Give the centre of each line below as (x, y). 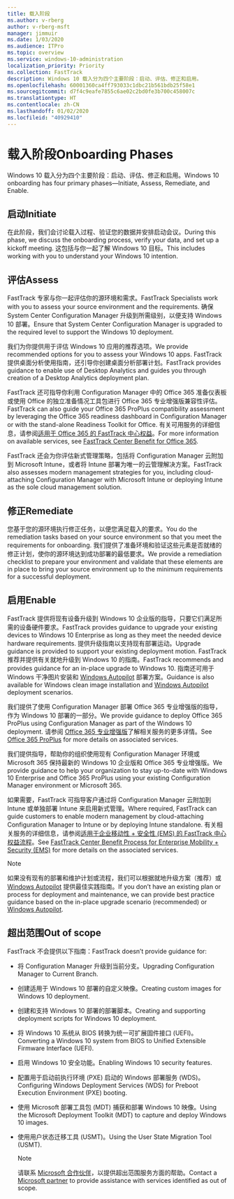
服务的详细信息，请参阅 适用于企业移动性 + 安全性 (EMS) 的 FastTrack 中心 (120, 833)
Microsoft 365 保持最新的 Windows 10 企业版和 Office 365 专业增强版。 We (115, 762)
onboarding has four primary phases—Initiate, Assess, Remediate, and (109, 183)
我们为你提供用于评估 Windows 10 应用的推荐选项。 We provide (98, 347)
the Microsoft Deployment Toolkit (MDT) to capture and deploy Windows (122, 1114)
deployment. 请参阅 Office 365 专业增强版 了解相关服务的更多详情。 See (110, 732)
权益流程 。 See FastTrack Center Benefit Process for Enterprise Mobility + (113, 842)
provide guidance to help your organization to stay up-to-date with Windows (117, 770)
